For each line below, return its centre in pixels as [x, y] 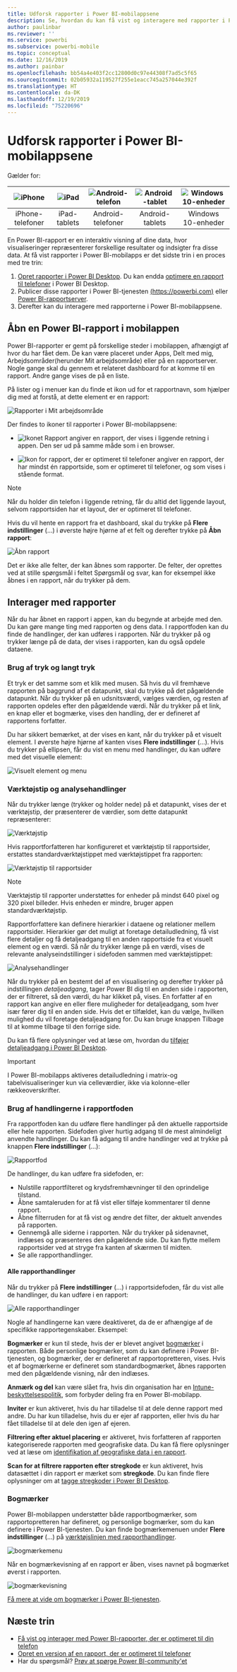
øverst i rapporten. [34, 1572]
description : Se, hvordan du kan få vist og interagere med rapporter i [116, 21]
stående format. [41, 474]
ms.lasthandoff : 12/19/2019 [49, 100]
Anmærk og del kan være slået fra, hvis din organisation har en [99, 1387]
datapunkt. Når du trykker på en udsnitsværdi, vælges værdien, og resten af [118, 698]
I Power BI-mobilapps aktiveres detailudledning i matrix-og [92, 1075]
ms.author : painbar [36, 66]
